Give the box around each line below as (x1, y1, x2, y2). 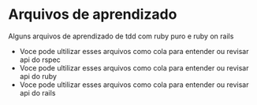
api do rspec (19, 55, 61, 64)
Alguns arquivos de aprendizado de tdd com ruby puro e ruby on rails (8, 31, 234, 41)
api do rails (19, 88, 56, 97)
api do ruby (19, 71, 58, 81)
